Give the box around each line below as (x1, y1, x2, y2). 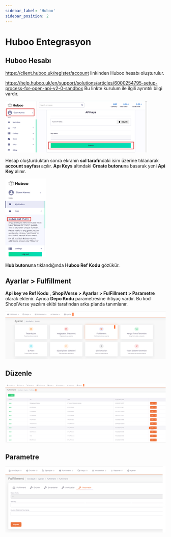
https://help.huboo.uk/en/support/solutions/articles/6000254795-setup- (5, 79, 158, 86)
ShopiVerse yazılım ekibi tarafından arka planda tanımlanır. (5, 301, 128, 307)
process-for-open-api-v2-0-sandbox (5, 85, 83, 91)
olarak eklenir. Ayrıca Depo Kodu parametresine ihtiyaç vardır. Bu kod (5, 296, 151, 302)
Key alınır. (5, 168, 26, 174)
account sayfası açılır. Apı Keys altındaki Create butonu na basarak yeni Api (5, 163, 165, 169)
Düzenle (5, 369, 32, 378)
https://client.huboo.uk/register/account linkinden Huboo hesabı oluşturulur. (5, 70, 164, 76)
